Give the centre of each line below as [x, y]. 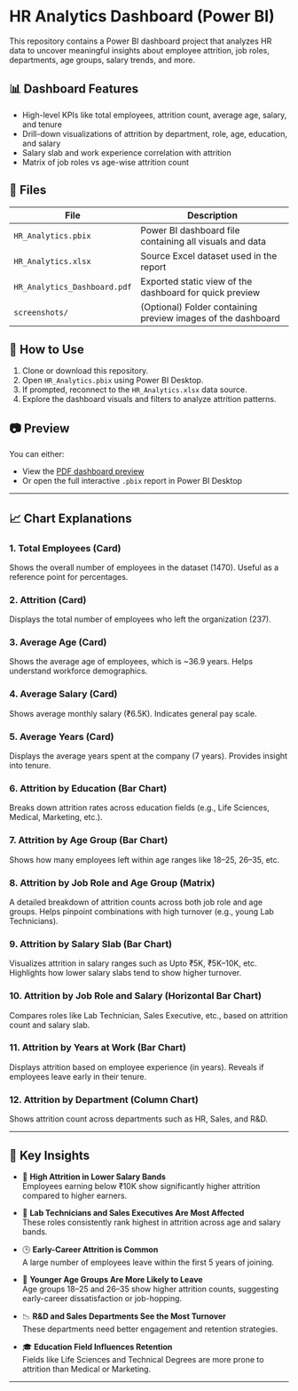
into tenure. [30, 766]
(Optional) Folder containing [199, 307]
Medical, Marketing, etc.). [56, 817]
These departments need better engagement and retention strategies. [150, 1329]
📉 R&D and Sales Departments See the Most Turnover [124, 1316]
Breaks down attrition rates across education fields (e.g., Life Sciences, [140, 808]
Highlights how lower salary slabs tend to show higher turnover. [125, 973]
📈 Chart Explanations [71, 518]
